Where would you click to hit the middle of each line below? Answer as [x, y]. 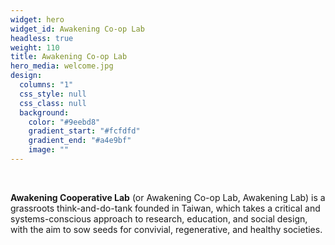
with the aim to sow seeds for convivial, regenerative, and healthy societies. [166, 229]
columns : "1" [46, 85]
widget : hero [37, 19]
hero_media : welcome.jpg [62, 66]
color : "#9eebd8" [64, 122]
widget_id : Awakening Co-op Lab [77, 29]
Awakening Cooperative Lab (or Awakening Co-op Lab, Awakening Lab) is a [168, 197]
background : [44, 112]
